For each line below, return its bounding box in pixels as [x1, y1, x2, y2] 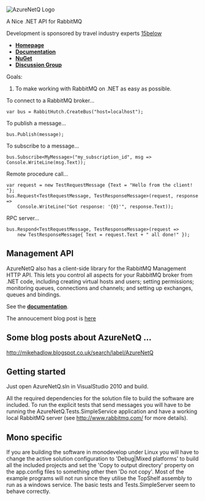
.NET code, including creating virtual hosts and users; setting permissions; [6, 277, 195, 285]
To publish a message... [6, 120, 66, 127]
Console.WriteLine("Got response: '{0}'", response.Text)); [17, 203, 174, 210]
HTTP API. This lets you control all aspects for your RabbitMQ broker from [6, 271, 193, 278]
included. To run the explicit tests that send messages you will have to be [6, 401, 191, 409]
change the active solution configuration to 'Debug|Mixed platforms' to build [6, 455, 199, 462]
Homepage [15, 42, 45, 49]
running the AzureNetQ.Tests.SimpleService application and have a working [6, 408, 198, 415]
